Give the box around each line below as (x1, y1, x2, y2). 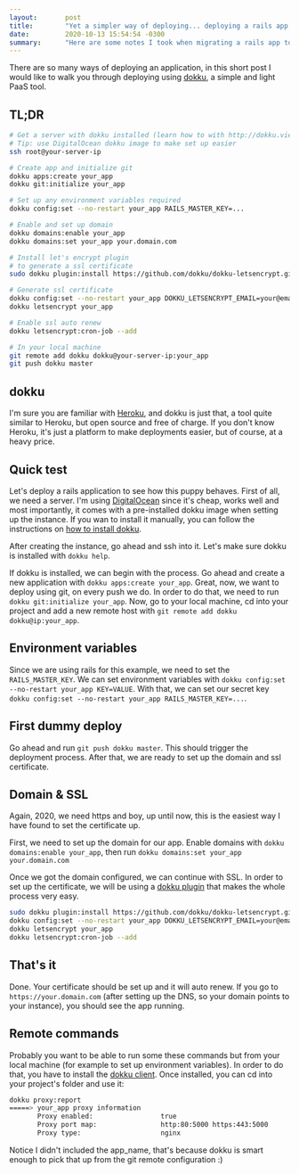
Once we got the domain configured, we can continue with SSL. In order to (9, 872, 283, 883)
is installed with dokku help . (9, 550, 111, 561)
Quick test (9, 462, 69, 477)
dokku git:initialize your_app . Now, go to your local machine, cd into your (9, 595, 289, 606)
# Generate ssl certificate (9, 286, 114, 295)
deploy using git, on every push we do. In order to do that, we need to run (9, 586, 279, 597)
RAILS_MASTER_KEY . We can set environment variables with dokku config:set (9, 674, 287, 685)
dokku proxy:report (9, 1096, 82, 1104)
